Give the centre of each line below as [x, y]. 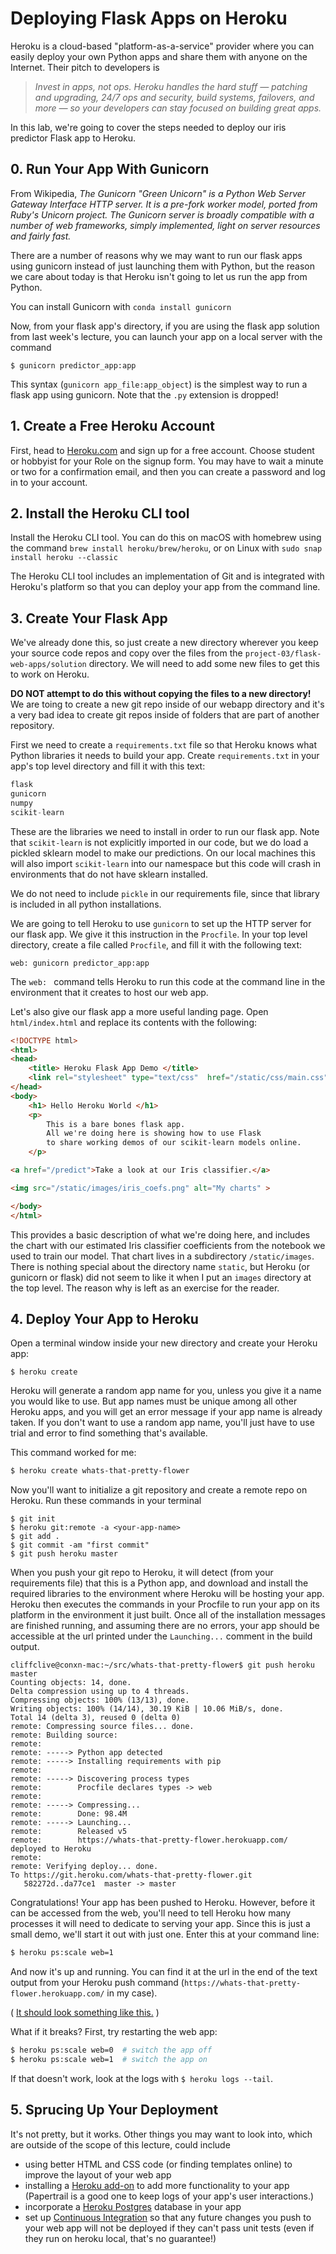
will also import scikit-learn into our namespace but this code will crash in [165, 863]
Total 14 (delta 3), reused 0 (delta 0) [96, 1718]
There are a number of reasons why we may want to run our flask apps [156, 255]
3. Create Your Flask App [89, 618]
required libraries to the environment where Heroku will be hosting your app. [167, 1594]
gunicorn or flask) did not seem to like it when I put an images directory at [161, 1277]
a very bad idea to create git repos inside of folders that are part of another [165, 715]
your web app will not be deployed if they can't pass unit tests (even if [169, 2228]
